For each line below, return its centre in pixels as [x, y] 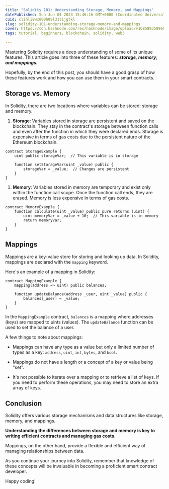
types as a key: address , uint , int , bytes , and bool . [65, 352]
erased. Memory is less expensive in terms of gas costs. [71, 198]
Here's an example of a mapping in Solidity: [50, 272]
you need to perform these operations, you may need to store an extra [85, 382]
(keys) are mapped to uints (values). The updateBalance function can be [79, 322]
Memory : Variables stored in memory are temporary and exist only [81, 187]
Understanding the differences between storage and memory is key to [80, 431]
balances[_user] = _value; [52, 298]
